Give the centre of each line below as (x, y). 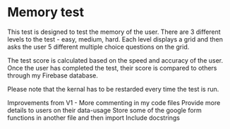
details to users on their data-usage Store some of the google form (105, 110)
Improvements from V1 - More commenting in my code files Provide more (114, 102)
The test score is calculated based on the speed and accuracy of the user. (115, 60)
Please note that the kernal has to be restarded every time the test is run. (113, 89)
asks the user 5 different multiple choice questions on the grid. (98, 47)
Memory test (46, 12)
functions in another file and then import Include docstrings (93, 118)
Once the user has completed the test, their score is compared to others (112, 68)
